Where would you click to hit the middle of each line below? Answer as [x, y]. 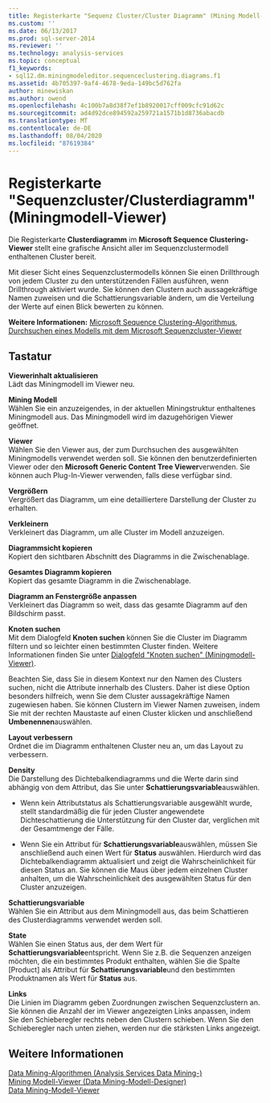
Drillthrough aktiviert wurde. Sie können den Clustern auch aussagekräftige [133, 289]
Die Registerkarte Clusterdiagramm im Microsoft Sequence [108, 239]
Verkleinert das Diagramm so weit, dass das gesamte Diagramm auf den [128, 605]
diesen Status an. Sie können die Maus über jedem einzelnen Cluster [134, 870]
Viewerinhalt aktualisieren [53, 376]
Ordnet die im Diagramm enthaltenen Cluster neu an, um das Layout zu [126, 746]
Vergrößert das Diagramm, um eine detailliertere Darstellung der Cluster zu [133, 500]
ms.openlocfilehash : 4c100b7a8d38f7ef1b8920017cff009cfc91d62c [117, 106]
